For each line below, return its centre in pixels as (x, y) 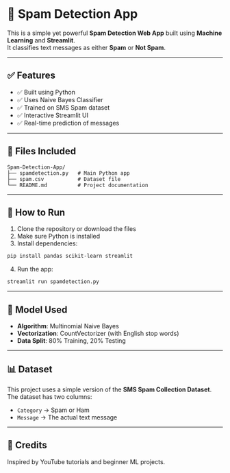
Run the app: (35, 269)
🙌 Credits (27, 445)
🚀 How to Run (36, 212)
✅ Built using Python (46, 92)
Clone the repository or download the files (77, 229)
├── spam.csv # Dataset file (64, 179)
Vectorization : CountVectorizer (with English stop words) (98, 333)
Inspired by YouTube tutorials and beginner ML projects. (86, 461)
